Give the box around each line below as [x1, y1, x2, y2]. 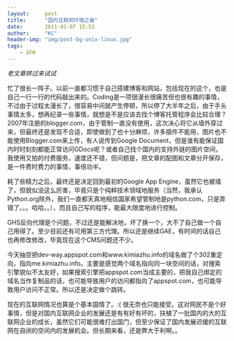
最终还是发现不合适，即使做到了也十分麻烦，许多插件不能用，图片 [25, 127, 214, 136]
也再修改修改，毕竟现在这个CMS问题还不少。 [7, 235, 137, 244]
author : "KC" [7, 29, 58, 37]
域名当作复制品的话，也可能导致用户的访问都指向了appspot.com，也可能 [7, 276, 216, 285]
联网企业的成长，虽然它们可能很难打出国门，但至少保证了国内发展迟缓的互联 [7, 317, 227, 326]
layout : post [7, 10, 58, 17]
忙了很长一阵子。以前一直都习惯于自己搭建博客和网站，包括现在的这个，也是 [7, 84, 227, 92]
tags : [7, 43, 23, 50]
